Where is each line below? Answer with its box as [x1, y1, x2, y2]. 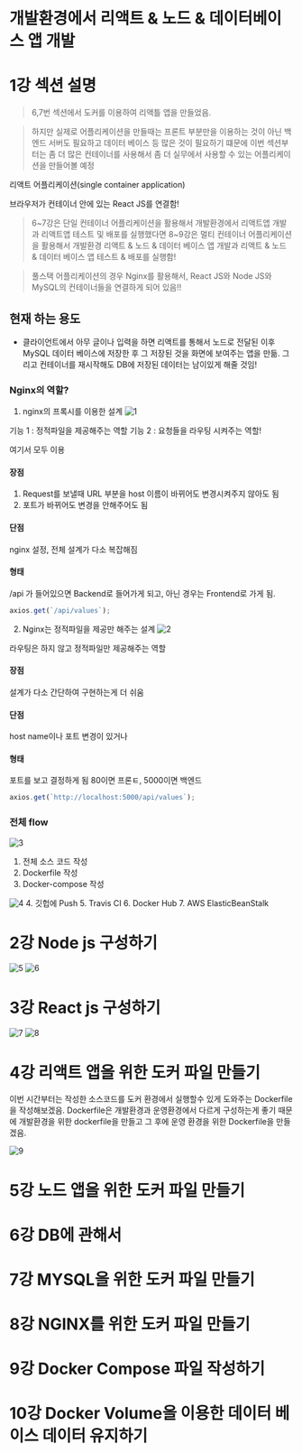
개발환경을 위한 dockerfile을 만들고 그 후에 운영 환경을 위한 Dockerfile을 [18, 1116, 275, 1127]
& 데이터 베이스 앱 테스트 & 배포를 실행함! [31, 252, 177, 263]
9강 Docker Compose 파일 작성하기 [9, 1359, 266, 1379]
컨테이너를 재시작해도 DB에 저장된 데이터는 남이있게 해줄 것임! [39, 358, 258, 370]
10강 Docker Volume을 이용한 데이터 [9, 1403, 272, 1424]
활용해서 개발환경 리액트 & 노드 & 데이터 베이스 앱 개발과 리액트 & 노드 [41, 240, 287, 251]
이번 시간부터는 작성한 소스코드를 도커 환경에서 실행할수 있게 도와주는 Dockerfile [9, 1094, 293, 1105]
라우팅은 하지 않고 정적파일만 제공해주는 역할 [9, 643, 167, 653]
